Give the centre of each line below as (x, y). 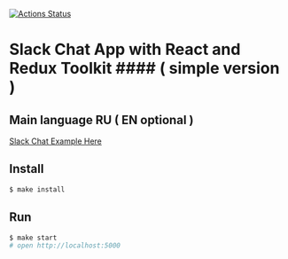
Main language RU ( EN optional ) (101, 120)
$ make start (33, 238)
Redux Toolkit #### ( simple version (144, 69)
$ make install (37, 189)
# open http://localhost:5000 (65, 246)
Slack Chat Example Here (55, 141)
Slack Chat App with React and (125, 50)
